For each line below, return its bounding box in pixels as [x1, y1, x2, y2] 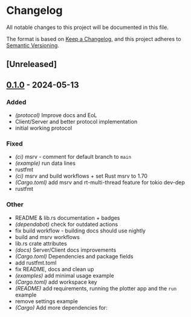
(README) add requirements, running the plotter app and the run [15, 284, 177, 292]
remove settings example [15, 297, 79, 305]
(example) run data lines [15, 159, 76, 167]
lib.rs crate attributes [15, 240, 68, 247]
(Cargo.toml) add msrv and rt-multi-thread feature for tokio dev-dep [15, 179, 186, 186]
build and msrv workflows [15, 233, 80, 240]
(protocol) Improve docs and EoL [15, 112, 97, 119]
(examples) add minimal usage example [15, 272, 114, 279]
